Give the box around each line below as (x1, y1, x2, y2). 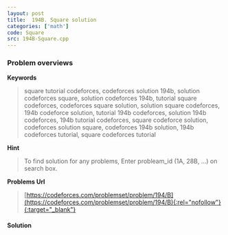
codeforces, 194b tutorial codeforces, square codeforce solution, (23, 116, 208, 124)
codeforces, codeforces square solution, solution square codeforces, (23, 101, 220, 110)
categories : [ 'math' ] (7, 23, 69, 29)
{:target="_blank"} (23, 206, 76, 214)
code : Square (7, 29, 45, 36)
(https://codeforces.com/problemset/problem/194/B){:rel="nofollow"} (23, 198, 221, 206)
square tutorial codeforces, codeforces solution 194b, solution (23, 87, 201, 95)
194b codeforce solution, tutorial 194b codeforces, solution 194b (23, 109, 207, 117)
